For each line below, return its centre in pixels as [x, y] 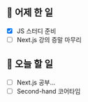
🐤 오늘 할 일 [30, 64]
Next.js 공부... [36, 82]
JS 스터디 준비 [36, 31]
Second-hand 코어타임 [49, 91]
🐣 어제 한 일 [30, 13]
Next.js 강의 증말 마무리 [49, 39]
